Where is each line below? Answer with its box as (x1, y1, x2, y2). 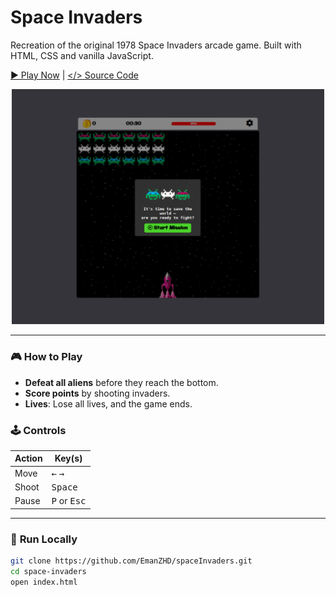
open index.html (10, 577, 78, 587)
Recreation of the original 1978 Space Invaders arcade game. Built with (10, 39, 302, 51)
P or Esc (51, 495, 87, 507)
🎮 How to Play (10, 350, 83, 364)
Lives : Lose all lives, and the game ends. (24, 397, 193, 410)
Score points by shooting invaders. (24, 387, 171, 399)
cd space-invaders (10, 566, 87, 576)
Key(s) (54, 452, 83, 465)
